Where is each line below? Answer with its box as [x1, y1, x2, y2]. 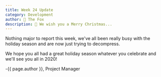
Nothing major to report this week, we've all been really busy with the [5, 35, 151, 42]
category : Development [5, 12, 53, 17]
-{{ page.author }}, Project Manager [5, 66, 80, 72]
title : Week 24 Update [5, 7, 53, 13]
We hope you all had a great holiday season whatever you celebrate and [5, 51, 156, 57]
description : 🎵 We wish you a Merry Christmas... [5, 21, 113, 27]
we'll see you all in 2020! [5, 56, 57, 62]
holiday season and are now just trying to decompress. [5, 41, 120, 47]
